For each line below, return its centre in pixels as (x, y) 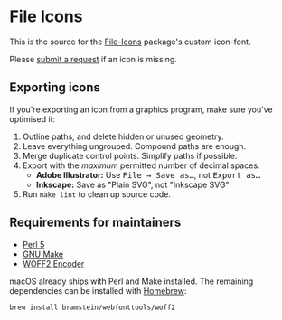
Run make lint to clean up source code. (97, 194)
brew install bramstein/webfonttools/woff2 (93, 307)
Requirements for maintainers (95, 223)
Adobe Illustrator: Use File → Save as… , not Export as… (148, 174)
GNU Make (43, 254)
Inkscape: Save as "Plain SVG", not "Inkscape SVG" (132, 184)
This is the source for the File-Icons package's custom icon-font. (130, 42)
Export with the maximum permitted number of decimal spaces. (141, 165)
